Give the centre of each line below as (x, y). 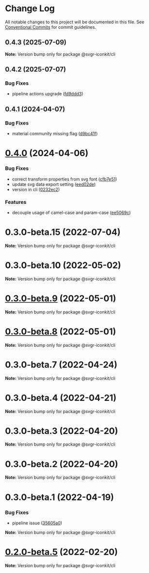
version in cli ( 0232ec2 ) (36, 189)
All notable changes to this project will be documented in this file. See (75, 22)
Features (16, 202)
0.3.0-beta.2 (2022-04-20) (62, 464)
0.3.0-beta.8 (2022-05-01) (61, 331)
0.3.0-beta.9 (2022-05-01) (61, 298)
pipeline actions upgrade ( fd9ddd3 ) (48, 94)
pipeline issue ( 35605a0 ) (37, 523)
